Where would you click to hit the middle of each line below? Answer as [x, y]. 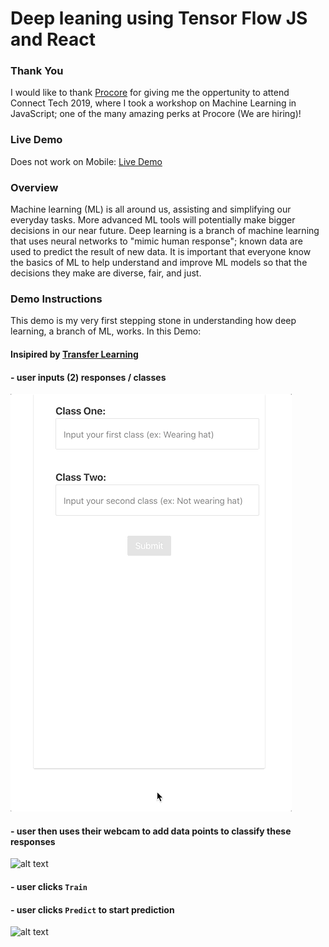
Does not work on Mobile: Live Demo [86, 161]
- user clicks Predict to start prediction [92, 909]
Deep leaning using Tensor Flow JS [159, 18]
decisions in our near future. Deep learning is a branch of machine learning [165, 231]
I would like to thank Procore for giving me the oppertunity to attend [150, 93]
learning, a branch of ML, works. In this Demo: [106, 331]
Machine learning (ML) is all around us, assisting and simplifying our [151, 209]
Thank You [37, 71]
